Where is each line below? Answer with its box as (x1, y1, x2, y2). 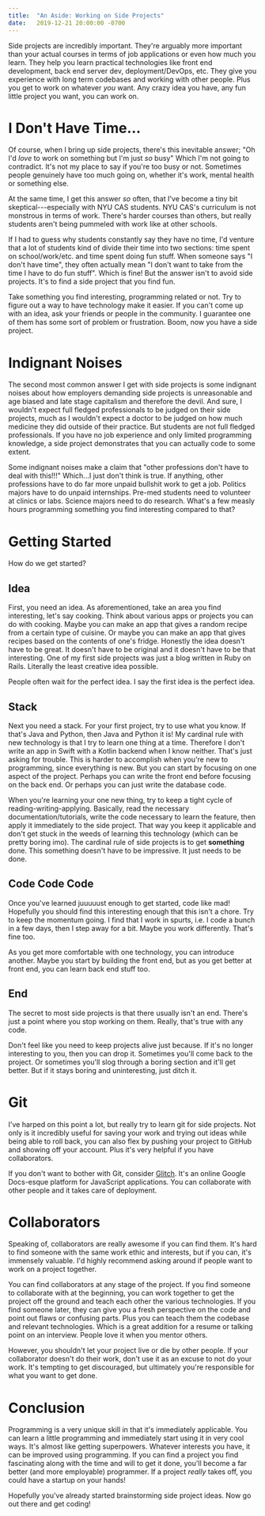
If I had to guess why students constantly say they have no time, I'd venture (8, 235, 255, 244)
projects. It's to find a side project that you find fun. (8, 277, 176, 286)
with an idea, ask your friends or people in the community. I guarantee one (8, 309, 252, 319)
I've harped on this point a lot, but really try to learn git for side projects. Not (8, 1119, 256, 1129)
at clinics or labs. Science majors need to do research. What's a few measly (8, 496, 256, 506)
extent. (8, 447, 32, 456)
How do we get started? (8, 559, 87, 568)
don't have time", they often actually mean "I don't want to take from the (8, 260, 244, 269)
